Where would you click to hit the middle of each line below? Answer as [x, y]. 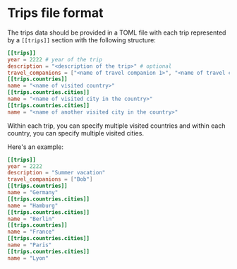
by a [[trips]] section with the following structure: [82, 40]
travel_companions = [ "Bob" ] [50, 179]
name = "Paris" [30, 245]
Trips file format [55, 13]
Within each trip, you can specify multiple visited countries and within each [116, 126]
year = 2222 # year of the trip [55, 59]
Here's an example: [35, 147]
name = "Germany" [33, 193]
